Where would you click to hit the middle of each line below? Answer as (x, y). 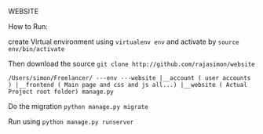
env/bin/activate (37, 49)
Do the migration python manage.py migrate (79, 106)
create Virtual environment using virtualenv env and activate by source (124, 42)
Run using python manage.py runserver (71, 121)
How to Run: (28, 26)
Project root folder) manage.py (61, 92)
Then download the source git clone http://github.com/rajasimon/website (131, 63)
